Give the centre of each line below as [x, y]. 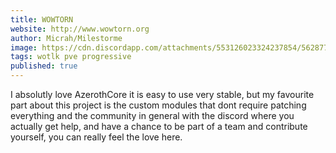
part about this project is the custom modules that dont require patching [158, 105]
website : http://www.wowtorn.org [80, 29]
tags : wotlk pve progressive [71, 57]
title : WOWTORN [42, 19]
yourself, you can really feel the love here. [96, 137]
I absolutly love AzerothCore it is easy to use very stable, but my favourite [162, 94]
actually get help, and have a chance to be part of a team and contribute [159, 126]
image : [24, 47]
